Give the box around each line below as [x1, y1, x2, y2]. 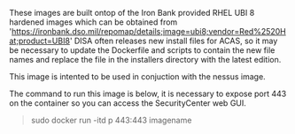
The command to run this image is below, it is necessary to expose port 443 [9, 88, 287, 99]
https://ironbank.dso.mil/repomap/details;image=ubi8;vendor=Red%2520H [12, 26, 286, 36]
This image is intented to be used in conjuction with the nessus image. [9, 71, 266, 82]
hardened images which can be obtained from [9, 17, 178, 27]
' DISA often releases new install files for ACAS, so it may [69, 35, 278, 46]
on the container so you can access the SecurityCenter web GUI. [9, 98, 246, 108]
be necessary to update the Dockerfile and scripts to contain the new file [9, 45, 276, 56]
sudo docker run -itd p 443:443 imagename [30, 115, 192, 125]
